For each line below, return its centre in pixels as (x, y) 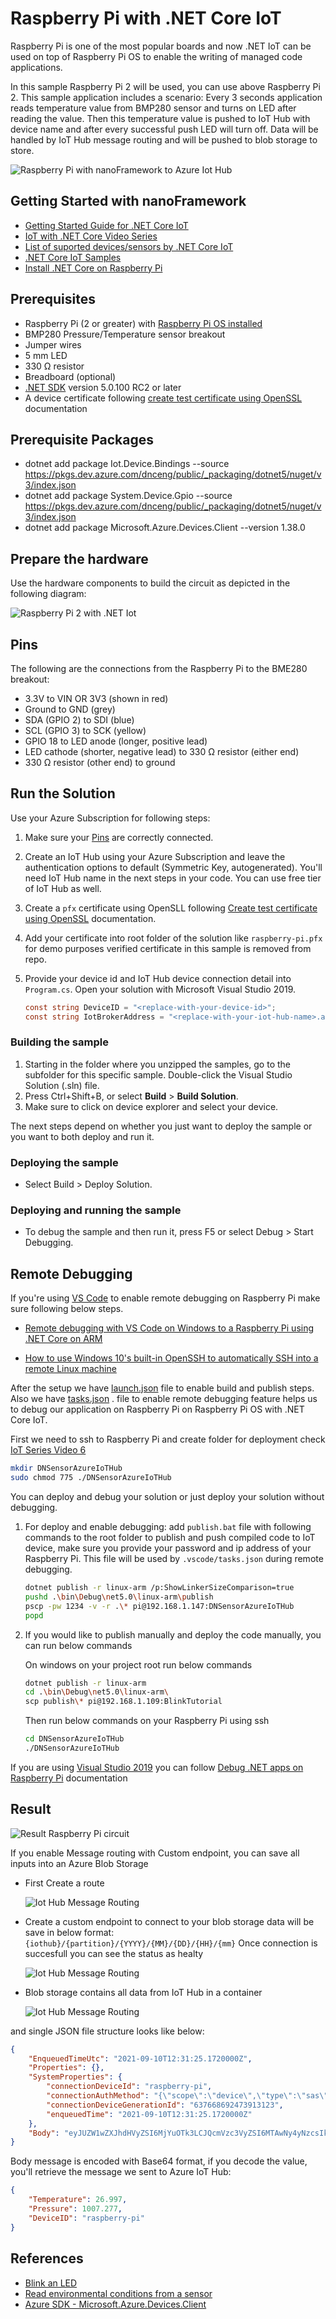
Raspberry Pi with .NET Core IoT (146, 18)
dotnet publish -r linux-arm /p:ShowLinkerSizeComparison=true (159, 1588)
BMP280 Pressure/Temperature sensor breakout (125, 334)
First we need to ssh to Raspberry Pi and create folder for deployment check (168, 1439)
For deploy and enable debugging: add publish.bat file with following (168, 1527)
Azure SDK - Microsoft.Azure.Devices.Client (115, 2304)
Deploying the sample (64, 1162)
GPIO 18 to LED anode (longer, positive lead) (116, 741)
